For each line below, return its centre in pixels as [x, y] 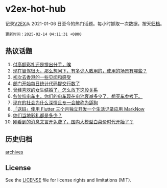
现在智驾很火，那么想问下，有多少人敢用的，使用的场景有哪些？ [80, 71]
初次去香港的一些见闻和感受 [42, 77]
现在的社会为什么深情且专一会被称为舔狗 [55, 102]
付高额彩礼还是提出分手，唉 [42, 64]
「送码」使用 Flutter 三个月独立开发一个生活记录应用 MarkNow [78, 109]
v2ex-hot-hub [36, 9]
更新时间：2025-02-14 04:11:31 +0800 [43, 34]
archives [14, 152]
